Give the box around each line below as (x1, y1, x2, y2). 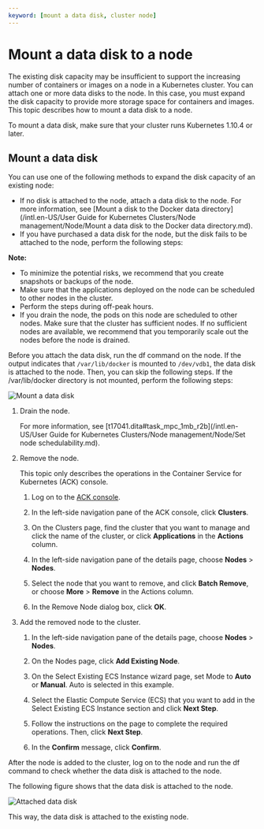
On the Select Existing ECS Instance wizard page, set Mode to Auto (31, 671, 251, 682)
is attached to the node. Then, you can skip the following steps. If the (8, 367, 233, 377)
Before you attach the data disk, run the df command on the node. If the (8, 351, 242, 360)
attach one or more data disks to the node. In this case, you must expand (8, 88, 246, 98)
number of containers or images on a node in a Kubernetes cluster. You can (8, 80, 254, 89)
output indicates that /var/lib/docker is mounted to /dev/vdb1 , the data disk (8, 359, 256, 369)
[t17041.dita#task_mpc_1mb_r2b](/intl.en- (105, 422, 239, 431)
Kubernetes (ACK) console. (19, 478, 109, 487)
